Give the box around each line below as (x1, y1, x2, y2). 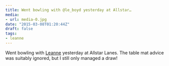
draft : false (5, 26, 33, 31)
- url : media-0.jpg (5, 17, 47, 22)
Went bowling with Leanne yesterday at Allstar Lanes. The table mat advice (5, 49, 164, 56)
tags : (5, 31, 17, 36)
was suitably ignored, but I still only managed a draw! (5, 55, 118, 61)
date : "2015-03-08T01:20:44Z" (5, 21, 70, 27)
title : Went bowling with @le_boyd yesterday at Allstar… (5, 7, 132, 13)
